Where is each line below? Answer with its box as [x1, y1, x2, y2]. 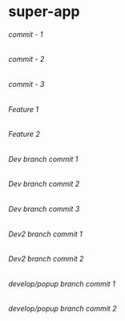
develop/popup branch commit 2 [8, 304, 117, 314]
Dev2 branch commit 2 [8, 254, 84, 264]
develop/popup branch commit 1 [8, 278, 116, 288]
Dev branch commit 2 [8, 179, 80, 189]
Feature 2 [8, 130, 40, 139]
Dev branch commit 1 [8, 154, 79, 163]
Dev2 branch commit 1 [8, 228, 83, 239]
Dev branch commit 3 [8, 204, 80, 214]
